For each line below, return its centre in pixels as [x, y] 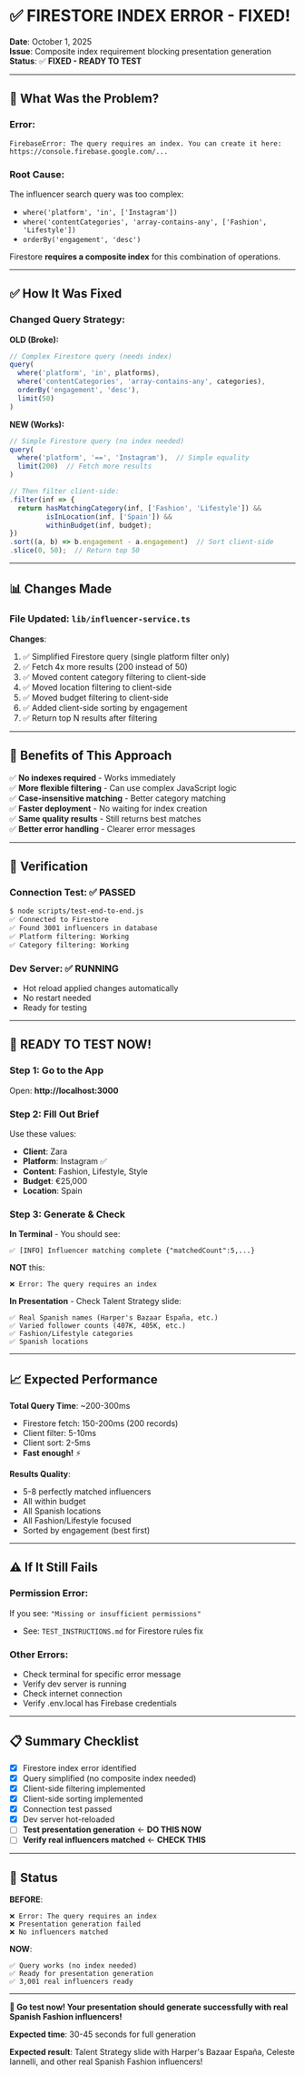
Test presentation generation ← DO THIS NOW [112, 1829]
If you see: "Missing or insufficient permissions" [105, 1613]
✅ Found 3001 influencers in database [84, 928]
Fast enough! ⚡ [52, 1453]
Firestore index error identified [79, 1767]
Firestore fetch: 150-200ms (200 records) [100, 1423]
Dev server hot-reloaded [69, 1819]
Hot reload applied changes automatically [100, 987]
